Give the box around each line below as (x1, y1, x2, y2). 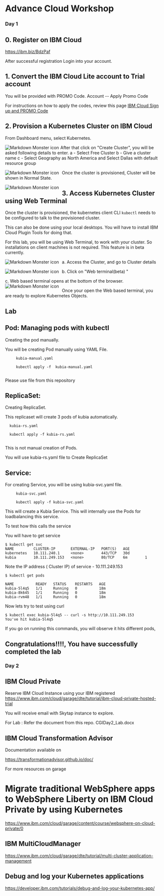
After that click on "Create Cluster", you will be (60, 144, 154, 150)
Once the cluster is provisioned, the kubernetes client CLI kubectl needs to (5, 210, 156, 216)
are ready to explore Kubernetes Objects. (5, 293, 88, 299)
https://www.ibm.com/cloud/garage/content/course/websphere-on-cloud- (5, 820, 155, 826)
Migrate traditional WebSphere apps (5, 783, 155, 794)
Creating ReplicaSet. (5, 404, 46, 410)
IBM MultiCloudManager (5, 840, 82, 848)
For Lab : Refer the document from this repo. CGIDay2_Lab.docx (5, 720, 134, 726)
